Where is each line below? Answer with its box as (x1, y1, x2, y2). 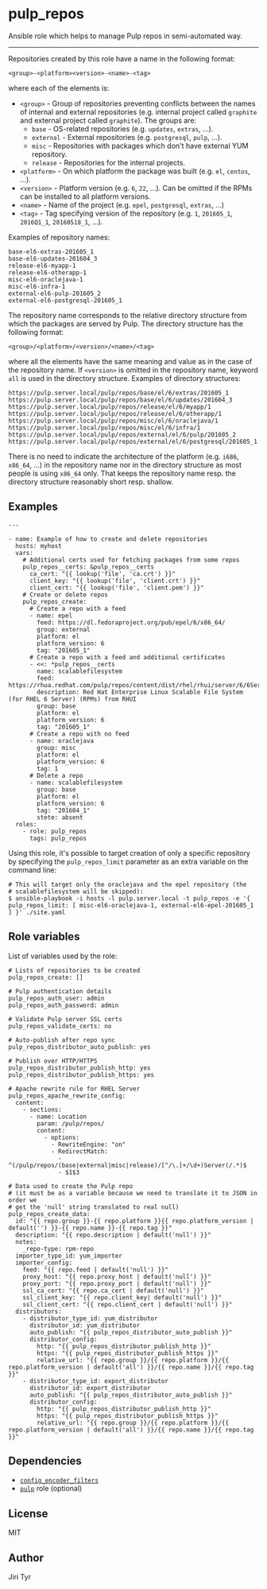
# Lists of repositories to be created (8, 966, 141, 974)
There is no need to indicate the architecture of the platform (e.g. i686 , (8, 451, 239, 461)
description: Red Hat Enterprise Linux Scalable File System (37, 688, 244, 696)
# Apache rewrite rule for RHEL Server (8, 1085, 141, 1093)
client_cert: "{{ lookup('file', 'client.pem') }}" (29, 584, 204, 592)
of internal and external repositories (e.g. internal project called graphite (19, 107, 257, 116)
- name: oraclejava (29, 736, 94, 744)
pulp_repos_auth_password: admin (8, 1001, 119, 1009)
